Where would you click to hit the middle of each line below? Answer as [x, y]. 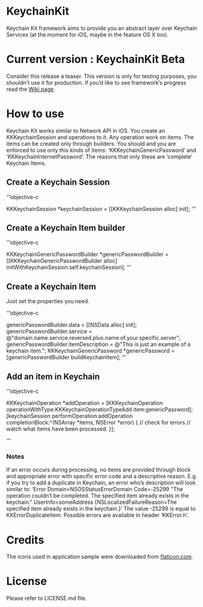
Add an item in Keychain [53, 376]
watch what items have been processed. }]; [61, 429]
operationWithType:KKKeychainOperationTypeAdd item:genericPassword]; [100, 409]
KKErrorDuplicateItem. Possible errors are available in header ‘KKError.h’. [98, 515]
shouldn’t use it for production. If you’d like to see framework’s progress [96, 82]
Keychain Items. [26, 163]
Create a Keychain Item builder [66, 228]
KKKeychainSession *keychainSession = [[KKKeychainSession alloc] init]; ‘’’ [101, 209]
